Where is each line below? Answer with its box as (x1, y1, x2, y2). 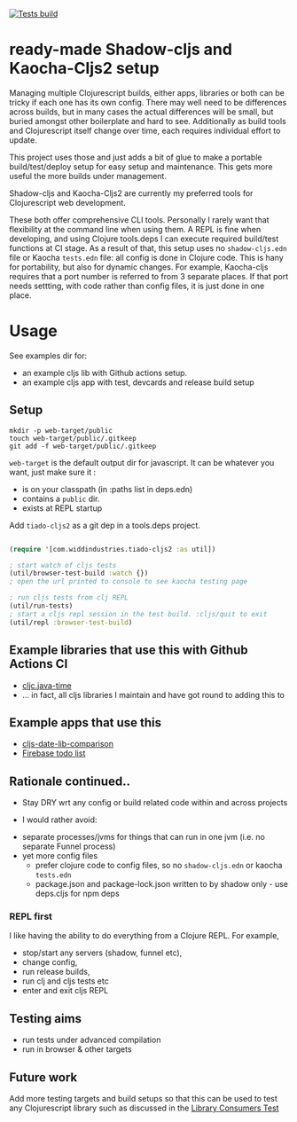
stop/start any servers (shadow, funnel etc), (21, 947, 183, 958)
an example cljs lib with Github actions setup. (21, 367, 188, 378)
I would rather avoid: (21, 814, 98, 825)
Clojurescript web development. (9, 197, 126, 208)
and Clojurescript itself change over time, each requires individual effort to (9, 125, 281, 136)
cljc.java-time (21, 679, 73, 691)
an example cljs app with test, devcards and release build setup (21, 377, 254, 388)
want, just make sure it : (9, 467, 97, 477)
